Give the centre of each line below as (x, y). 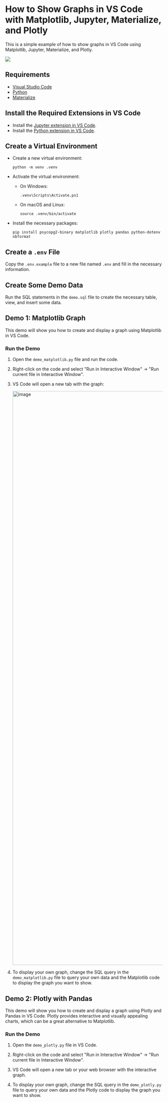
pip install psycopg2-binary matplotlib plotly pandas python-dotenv (86, 232)
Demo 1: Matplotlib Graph (45, 318)
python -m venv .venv (35, 167)
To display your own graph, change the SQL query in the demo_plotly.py (87, 1085)
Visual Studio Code (32, 86)
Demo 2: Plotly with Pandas (49, 998)
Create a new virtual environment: (47, 158)
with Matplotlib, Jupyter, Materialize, (83, 20)
